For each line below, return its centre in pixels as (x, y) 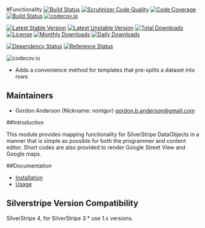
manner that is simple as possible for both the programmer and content (96, 140)
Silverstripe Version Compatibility (73, 203)
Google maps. (24, 154)
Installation (29, 177)
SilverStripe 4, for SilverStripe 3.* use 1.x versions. (70, 218)
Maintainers (30, 96)
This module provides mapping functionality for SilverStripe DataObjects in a (103, 134)
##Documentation (29, 165)
